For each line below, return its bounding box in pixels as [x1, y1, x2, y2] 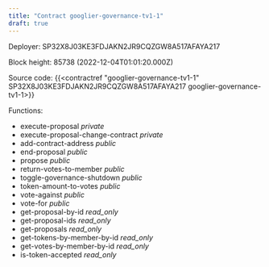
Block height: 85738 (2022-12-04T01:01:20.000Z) [8, 57, 174, 67]
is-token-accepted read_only [19, 249, 117, 259]
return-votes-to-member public [19, 164, 125, 173]
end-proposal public [19, 147, 89, 156]
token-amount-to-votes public [19, 181, 121, 190]
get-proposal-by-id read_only [19, 207, 118, 216]
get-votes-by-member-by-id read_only [19, 241, 149, 251]
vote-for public [19, 198, 70, 208]
